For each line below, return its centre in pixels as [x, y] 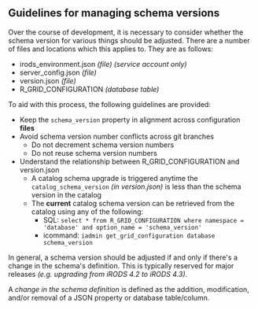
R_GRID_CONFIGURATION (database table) [89, 89]
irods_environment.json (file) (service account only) [103, 64]
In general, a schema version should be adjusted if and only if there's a [123, 257]
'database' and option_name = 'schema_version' [122, 227]
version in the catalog [66, 194]
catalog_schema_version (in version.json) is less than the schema [136, 186]
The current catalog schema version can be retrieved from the [133, 203]
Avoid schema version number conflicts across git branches [117, 136]
